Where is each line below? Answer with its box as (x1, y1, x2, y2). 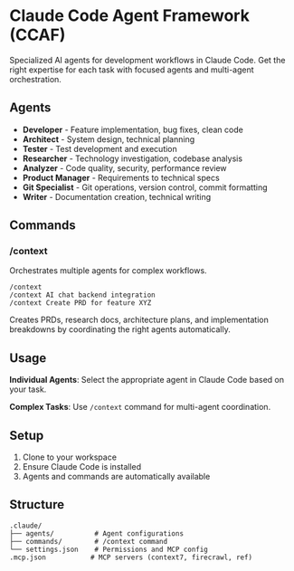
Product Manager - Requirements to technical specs (22, 172, 220, 183)
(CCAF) (9, 24, 66, 45)
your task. (9, 384, 47, 395)
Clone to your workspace (22, 452, 118, 462)
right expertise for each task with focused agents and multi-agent (9, 64, 255, 75)
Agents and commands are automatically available (22, 471, 211, 482)
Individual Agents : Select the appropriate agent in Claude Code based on (9, 375, 285, 385)
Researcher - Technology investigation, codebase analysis (22, 153, 242, 164)
